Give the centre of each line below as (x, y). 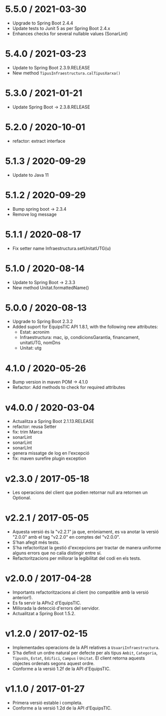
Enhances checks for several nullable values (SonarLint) (70, 33)
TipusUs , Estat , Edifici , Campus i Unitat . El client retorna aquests (79, 658)
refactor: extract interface (39, 141)
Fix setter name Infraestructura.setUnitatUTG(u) (62, 248)
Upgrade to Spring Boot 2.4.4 (43, 23)
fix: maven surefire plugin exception (49, 458)
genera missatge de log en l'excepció (51, 453)
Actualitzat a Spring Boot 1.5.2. (44, 614)
